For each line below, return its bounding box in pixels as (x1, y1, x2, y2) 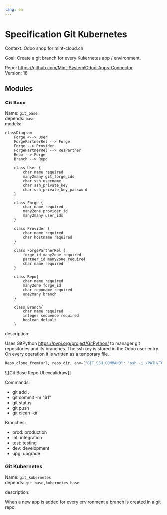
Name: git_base (5, 110, 38, 116)
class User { (14, 165, 41, 171)
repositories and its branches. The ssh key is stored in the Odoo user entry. (5, 346, 160, 352)
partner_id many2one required (23, 257, 85, 262)
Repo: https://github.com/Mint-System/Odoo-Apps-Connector (5, 64, 133, 70)
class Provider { (14, 226, 50, 231)
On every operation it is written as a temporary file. (5, 351, 109, 357)
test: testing (12, 440, 37, 446)
